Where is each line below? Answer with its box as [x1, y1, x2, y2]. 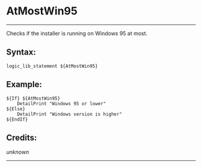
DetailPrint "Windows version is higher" [17, 111, 122, 117]
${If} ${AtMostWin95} [6, 95, 61, 102]
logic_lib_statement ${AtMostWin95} [6, 63, 98, 69]
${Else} [6, 106, 26, 112]
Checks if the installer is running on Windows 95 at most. [6, 29, 148, 37]
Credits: [6, 132, 37, 142]
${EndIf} [6, 116, 28, 123]
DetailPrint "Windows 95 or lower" [17, 100, 106, 106]
